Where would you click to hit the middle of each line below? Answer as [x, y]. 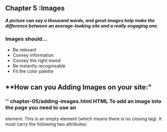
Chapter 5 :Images [35, 8]
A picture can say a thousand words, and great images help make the [80, 20]
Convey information [33, 55]
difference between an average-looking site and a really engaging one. [82, 26]
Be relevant [25, 50]
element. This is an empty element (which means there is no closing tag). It [83, 118]
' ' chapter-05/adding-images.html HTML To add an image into [83, 101]
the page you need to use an [41, 108]
